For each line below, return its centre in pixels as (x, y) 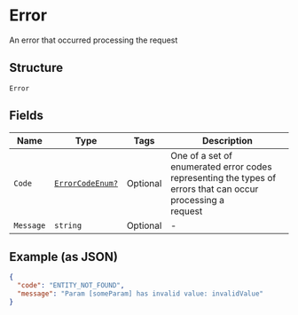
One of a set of (201, 155)
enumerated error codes (221, 167)
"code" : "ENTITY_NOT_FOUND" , (71, 286)
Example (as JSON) (63, 257)
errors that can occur (214, 189)
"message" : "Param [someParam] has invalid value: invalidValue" (141, 294)
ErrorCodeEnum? (86, 183)
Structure (36, 68)
